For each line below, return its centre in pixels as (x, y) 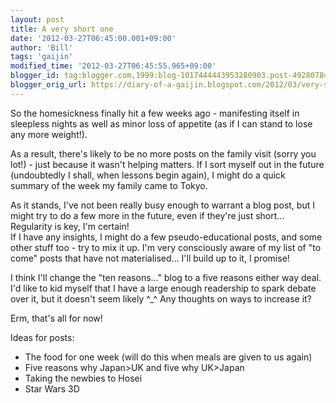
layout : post (37, 19)
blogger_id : (35, 76)
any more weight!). (49, 134)
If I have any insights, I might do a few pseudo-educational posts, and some (166, 237)
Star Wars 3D (52, 388)
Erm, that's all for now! (56, 318)
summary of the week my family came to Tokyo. (109, 185)
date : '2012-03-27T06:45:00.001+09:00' (93, 38)
